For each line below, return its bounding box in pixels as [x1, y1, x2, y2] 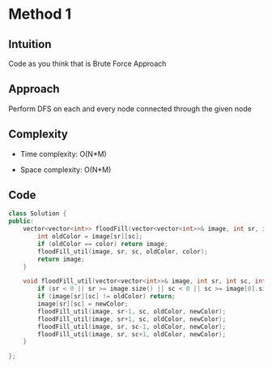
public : [8, 217, 35, 226]
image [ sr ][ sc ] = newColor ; [37, 300, 129, 309]
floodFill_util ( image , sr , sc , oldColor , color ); [37, 247, 208, 256]
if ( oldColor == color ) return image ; [37, 240, 168, 248]
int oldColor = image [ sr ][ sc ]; [37, 232, 143, 240]
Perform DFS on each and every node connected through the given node [8, 103, 253, 114]
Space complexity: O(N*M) [19, 164, 112, 175]
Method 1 [8, 5, 72, 24]
